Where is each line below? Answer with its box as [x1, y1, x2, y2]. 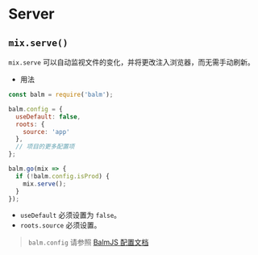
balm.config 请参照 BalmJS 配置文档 [27, 237, 149, 247]
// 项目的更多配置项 [15, 143, 75, 151]
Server [8, 5, 55, 23]
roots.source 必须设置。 [19, 220, 102, 230]
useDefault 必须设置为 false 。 [19, 211, 122, 220]
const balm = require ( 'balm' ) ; [8, 90, 114, 98]
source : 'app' [23, 127, 70, 136]
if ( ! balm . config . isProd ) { [15, 172, 110, 180]
